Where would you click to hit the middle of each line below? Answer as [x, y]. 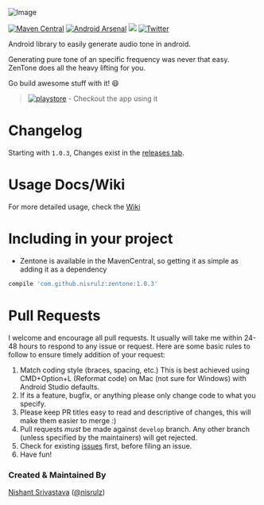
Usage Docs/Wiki [67, 185]
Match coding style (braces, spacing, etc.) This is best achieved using [134, 370]
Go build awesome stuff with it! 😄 [64, 83]
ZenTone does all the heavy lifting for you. [77, 68]
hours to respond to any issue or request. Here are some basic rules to [134, 346]
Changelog [45, 131]
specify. [33, 403]
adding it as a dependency [63, 269]
